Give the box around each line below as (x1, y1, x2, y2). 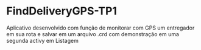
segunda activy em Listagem (6, 37, 79, 44)
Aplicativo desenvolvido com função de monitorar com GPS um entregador (6, 24, 195, 31)
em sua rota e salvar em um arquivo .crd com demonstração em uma (6, 30, 180, 37)
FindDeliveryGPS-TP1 (6, 4, 118, 18)
